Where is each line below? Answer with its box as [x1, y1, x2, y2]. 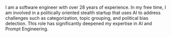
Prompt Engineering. [5, 26, 48, 32]
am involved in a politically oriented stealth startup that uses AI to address [5, 10, 161, 16]
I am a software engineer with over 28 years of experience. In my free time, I [5, 5, 166, 10]
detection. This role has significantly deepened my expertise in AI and [5, 20, 152, 26]
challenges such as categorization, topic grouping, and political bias [5, 15, 149, 21]
